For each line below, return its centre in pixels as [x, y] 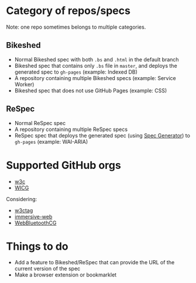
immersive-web [33, 216]
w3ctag [24, 210]
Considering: [22, 199]
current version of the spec [47, 269]
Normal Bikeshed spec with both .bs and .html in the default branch [97, 59]
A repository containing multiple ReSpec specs [71, 129]
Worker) [24, 84]
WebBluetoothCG [35, 223]
